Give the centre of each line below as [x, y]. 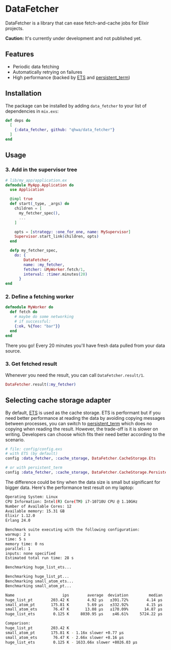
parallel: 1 [18, 549]
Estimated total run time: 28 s [39, 558]
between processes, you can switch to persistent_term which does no [79, 423]
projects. [15, 28]
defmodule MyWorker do [29, 307]
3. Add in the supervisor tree [41, 170]
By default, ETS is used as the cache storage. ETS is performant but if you [83, 413]
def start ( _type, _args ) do [40, 204]
